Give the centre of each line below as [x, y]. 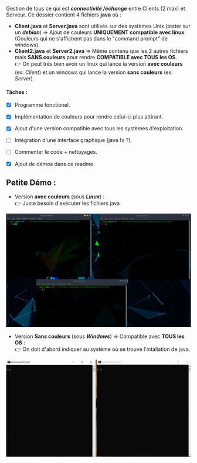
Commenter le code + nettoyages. [56, 152]
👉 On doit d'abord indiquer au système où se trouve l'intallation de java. [102, 349]
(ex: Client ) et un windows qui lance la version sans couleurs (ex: [94, 72]
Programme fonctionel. [42, 105]
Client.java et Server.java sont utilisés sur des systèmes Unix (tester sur [102, 26]
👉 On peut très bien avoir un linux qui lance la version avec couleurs [98, 64]
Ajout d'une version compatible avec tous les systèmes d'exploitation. [99, 129]
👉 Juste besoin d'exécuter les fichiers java [67, 203]
